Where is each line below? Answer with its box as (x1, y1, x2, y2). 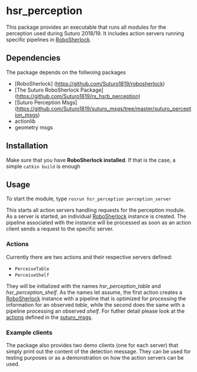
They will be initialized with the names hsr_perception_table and (6, 282, 161, 289)
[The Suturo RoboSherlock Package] (14, 86, 104, 93)
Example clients (6, 328, 53, 336)
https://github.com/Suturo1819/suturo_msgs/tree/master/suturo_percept (16, 105, 192, 112)
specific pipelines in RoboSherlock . (6, 36, 92, 43)
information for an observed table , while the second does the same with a (6, 301, 185, 308)
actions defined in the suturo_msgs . (6, 313, 93, 321)
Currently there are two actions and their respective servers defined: (6, 253, 172, 260)
